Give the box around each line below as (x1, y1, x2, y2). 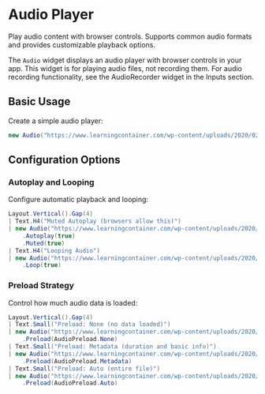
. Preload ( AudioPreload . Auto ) (22, 379, 118, 388)
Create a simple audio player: (8, 116, 103, 126)
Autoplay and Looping (8, 176, 95, 187)
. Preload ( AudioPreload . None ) (22, 336, 118, 343)
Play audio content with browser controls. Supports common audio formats (8, 32, 252, 41)
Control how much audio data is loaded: (8, 298, 138, 307)
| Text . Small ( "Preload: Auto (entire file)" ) (8, 365, 160, 373)
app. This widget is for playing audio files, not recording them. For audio (8, 63, 243, 73)
